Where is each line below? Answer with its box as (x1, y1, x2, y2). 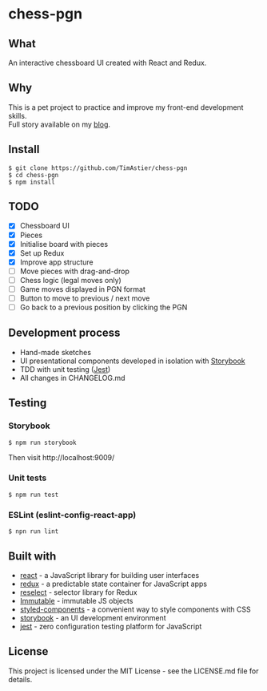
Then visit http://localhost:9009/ (8, 452, 115, 462)
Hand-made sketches (19, 347, 92, 357)
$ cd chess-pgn (8, 171, 59, 179)
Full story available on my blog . (8, 119, 110, 129)
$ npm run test (8, 491, 59, 499)
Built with (8, 549, 57, 563)
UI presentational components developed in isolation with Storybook (19, 356, 245, 366)
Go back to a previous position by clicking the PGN (19, 302, 188, 312)
